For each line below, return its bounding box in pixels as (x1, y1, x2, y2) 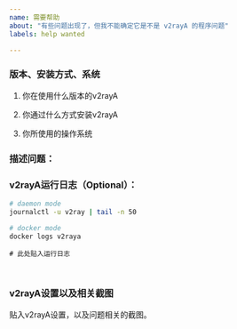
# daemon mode (9, 199, 62, 208)
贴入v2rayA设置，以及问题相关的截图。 (9, 309, 152, 320)
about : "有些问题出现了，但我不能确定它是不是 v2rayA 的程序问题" (9, 21, 229, 30)
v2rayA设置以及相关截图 (9, 287, 114, 300)
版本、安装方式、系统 (9, 68, 100, 81)
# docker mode (9, 223, 62, 232)
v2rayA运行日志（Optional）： (9, 179, 138, 191)
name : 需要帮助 (9, 12, 60, 22)
